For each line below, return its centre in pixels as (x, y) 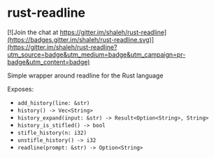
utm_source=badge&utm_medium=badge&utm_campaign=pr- (97, 55)
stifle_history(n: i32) (52, 133)
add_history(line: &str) (53, 103)
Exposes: (20, 89)
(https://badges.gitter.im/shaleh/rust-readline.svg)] (81, 39)
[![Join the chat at (33, 32)
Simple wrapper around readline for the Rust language (85, 76)
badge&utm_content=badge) (49, 62)
